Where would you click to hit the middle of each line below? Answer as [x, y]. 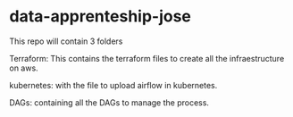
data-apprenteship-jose [100, 17]
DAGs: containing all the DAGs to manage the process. [109, 102]
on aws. [24, 68]
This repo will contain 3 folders [66, 41]
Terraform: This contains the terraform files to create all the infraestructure [147, 58]
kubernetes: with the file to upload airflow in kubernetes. [113, 85]
